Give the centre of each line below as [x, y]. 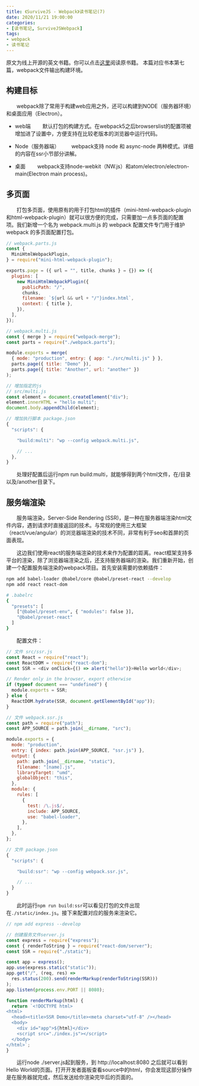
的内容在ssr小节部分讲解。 [47, 154]
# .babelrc [20, 595]
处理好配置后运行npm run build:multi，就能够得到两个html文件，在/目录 [104, 474]
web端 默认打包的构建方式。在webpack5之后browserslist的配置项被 [103, 126]
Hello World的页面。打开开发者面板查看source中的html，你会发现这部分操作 [99, 1070]
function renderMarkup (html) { [45, 1000]
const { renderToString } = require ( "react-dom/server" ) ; [79, 946]
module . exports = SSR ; [40, 690]
